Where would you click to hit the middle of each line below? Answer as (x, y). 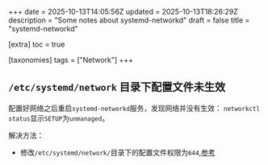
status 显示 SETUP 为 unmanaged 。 (59, 118)
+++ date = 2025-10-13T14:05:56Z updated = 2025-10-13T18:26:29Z (123, 12)
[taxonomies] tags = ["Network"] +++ (71, 60)
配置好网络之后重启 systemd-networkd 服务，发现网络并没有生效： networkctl (134, 108)
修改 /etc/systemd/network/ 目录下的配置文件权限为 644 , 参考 (117, 152)
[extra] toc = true (37, 44)
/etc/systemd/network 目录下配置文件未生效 (117, 87)
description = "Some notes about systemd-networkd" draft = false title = (129, 20)
